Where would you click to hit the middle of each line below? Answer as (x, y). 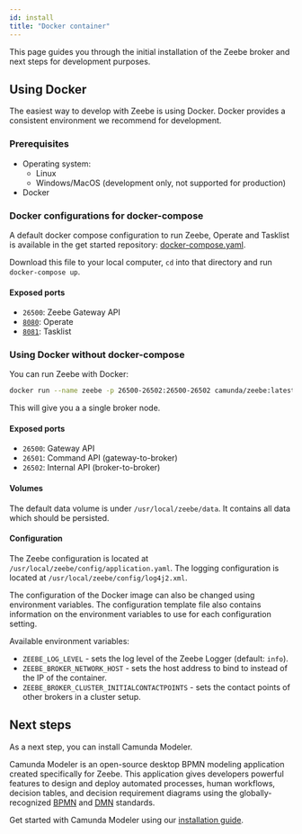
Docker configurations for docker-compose (107, 215)
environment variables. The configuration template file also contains (135, 605)
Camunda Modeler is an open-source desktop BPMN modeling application (147, 764)
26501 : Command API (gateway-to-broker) (100, 458)
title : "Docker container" (60, 26)
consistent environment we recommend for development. (115, 121)
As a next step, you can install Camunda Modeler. (101, 747)
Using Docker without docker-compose (97, 354)
